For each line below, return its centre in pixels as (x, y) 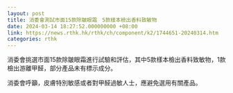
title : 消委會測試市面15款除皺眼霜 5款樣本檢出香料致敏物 (82, 20)
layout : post (26, 13)
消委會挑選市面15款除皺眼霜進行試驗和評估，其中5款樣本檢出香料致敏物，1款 (116, 60)
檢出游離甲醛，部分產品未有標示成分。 (62, 68)
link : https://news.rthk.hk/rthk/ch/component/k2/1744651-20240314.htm (113, 33)
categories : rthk (32, 39)
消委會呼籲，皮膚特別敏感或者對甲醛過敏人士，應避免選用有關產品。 (104, 83)
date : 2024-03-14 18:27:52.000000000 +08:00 (72, 26)
